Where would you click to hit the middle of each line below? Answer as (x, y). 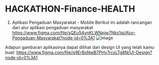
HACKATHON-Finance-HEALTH (70, 9)
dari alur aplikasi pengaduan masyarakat (52, 27)
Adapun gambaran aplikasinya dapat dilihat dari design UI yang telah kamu (80, 47)
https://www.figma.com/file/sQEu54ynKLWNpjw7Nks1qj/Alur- (74, 32)
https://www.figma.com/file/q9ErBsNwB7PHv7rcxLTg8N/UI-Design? (84, 52)
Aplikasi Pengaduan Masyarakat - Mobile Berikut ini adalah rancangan (82, 22)
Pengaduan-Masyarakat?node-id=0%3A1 (54, 38)
